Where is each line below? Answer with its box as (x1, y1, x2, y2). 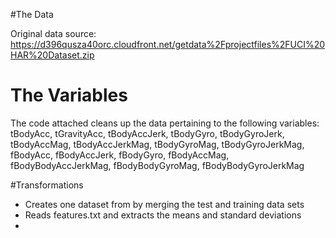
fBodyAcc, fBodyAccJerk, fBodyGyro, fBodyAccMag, (10, 149, 230, 161)
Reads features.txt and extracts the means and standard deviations (24, 209, 302, 221)
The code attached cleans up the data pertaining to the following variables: (10, 117, 320, 129)
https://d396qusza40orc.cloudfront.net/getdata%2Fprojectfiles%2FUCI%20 (10, 39, 326, 50)
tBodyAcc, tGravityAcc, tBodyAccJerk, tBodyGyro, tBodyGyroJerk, (10, 127, 285, 139)
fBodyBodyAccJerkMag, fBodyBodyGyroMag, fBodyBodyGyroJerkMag (10, 159, 305, 171)
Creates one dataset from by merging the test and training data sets (24, 198, 305, 210)
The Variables (10, 84, 128, 107)
